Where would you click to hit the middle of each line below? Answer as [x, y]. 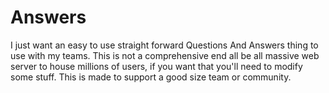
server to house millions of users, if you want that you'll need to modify [156, 66]
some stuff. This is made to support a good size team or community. [151, 77]
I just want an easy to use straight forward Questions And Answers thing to [164, 45]
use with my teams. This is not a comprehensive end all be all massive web [165, 55]
